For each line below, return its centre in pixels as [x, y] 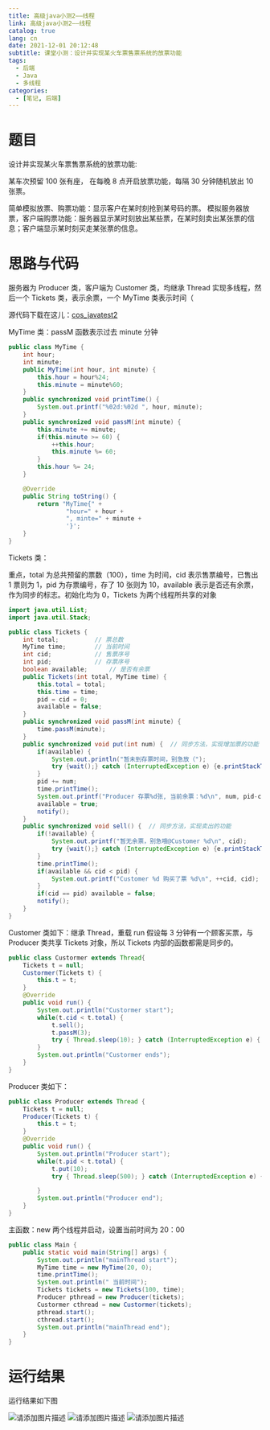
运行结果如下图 [33, 1401]
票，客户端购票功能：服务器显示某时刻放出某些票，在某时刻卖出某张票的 [128, 219]
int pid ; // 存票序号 [76, 662]
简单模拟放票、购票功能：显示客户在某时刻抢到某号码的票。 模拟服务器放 [129, 208]
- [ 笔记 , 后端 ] [39, 98]
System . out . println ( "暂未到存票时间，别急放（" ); [129, 759]
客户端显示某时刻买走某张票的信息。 [82, 228]
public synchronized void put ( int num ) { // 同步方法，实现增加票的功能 [141, 744]
